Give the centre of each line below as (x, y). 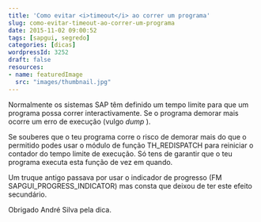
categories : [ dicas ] (42, 45)
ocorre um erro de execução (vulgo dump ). (79, 121)
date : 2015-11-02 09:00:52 (53, 30)
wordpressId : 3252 (38, 52)
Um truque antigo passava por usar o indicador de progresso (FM (115, 177)
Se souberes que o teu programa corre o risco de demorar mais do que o (127, 136)
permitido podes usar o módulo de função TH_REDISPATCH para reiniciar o (131, 145)
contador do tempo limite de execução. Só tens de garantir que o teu (121, 153)
